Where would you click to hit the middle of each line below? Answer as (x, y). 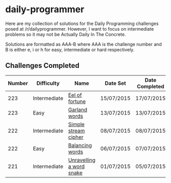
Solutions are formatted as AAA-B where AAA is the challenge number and (83, 44)
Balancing (80, 145)
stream (76, 130)
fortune (77, 101)
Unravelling (82, 160)
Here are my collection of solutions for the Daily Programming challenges (82, 23)
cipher (76, 137)
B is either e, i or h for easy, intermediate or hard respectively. (70, 49)
